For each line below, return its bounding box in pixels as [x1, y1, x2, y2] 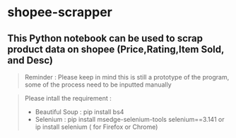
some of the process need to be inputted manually [24, 80, 172, 89]
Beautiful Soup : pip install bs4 [35, 108, 124, 116]
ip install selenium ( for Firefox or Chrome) [35, 123, 158, 131]
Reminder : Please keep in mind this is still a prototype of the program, [24, 73, 230, 81]
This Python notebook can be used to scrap [7, 32, 203, 44]
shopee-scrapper [7, 4, 113, 20]
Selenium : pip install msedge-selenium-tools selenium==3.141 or [35, 115, 225, 123]
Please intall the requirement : [24, 94, 112, 102]
